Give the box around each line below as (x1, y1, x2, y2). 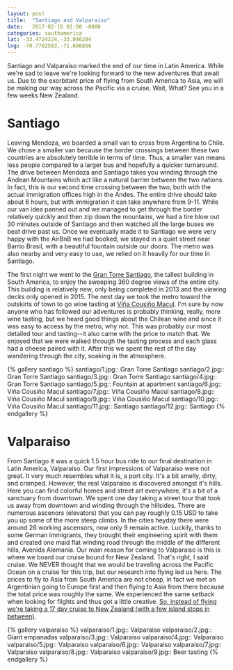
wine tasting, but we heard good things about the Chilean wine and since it (7, 314, 222, 323)
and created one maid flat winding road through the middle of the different (7, 538, 220, 546)
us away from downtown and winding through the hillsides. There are (7, 501, 206, 509)
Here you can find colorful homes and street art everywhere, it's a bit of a (7, 486, 218, 495)
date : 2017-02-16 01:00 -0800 (7, 23, 101, 30)
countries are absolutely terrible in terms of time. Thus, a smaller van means (7, 153, 226, 161)
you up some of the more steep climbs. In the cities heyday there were (7, 516, 209, 524)
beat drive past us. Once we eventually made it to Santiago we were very (7, 227, 217, 235)
